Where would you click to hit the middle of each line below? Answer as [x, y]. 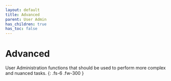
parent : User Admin [26, 19]
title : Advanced [22, 15]
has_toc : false [21, 29]
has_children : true [26, 24]
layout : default [22, 10]
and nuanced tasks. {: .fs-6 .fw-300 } [45, 73]
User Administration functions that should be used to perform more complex [86, 68]
